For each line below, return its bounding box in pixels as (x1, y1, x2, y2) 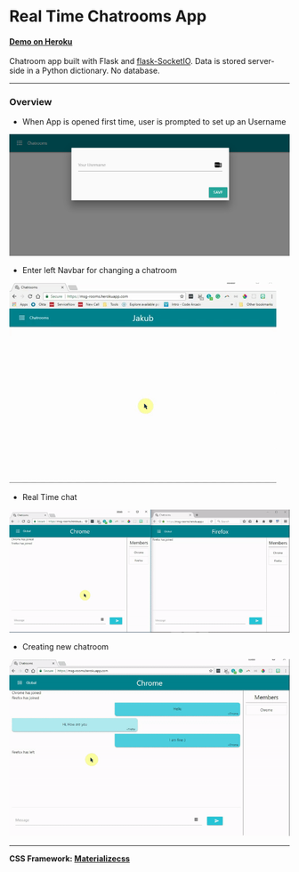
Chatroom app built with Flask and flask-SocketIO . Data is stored (9, 56, 246, 67)
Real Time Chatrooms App (9, 6, 207, 27)
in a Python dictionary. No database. (26, 65, 160, 77)
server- (247, 56, 275, 67)
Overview (9, 96, 53, 109)
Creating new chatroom (21, 641, 109, 651)
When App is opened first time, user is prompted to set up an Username (21, 116, 287, 126)
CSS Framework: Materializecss (9, 853, 131, 864)
